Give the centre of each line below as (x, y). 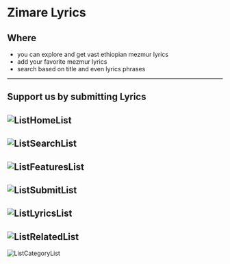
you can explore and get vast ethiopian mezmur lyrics (93, 54)
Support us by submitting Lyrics (77, 97)
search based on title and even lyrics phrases (81, 69)
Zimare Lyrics (47, 13)
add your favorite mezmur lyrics (62, 62)
